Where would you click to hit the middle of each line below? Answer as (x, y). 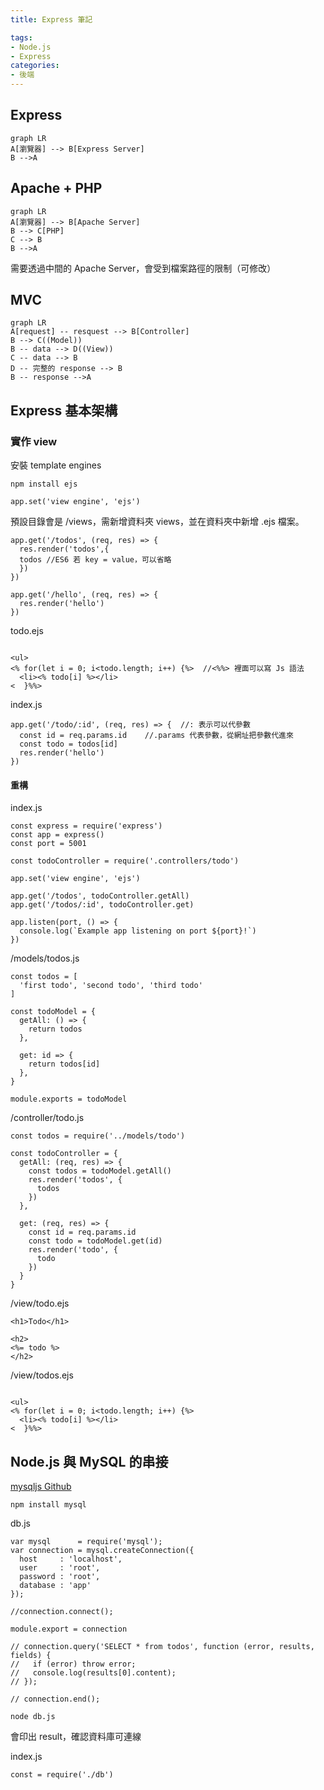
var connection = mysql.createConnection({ (102, 1551)
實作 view (34, 441)
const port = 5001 (48, 844)
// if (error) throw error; (73, 1664)
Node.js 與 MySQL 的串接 (89, 1461)
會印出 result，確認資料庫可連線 (76, 1737)
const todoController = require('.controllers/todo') (125, 861)
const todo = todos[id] (68, 744)
